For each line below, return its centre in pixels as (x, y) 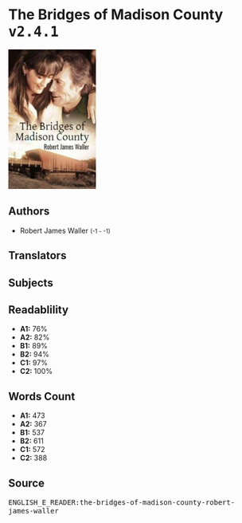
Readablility (39, 310)
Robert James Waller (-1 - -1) (65, 230)
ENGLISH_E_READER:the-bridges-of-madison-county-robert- (122, 502)
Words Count (42, 396)
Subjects (31, 283)
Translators (37, 256)
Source (27, 483)
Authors (29, 212)
